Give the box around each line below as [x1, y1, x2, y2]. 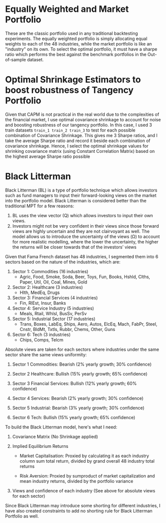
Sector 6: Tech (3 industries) [12, 332, 71, 337]
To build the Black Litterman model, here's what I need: [5, 424, 118, 430]
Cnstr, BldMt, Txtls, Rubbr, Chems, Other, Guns [19, 326, 115, 332]
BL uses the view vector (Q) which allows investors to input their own [12, 212, 153, 218]
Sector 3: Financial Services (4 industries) [12, 294, 98, 300]
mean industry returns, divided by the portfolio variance [19, 478, 133, 484]
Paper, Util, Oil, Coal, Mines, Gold [19, 279, 87, 285]
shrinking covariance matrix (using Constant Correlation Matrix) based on [5, 148, 155, 154]
